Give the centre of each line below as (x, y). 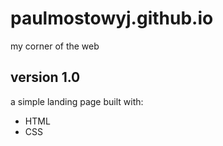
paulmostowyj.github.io (112, 18)
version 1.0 (45, 77)
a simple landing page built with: (77, 101)
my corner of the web (55, 46)
